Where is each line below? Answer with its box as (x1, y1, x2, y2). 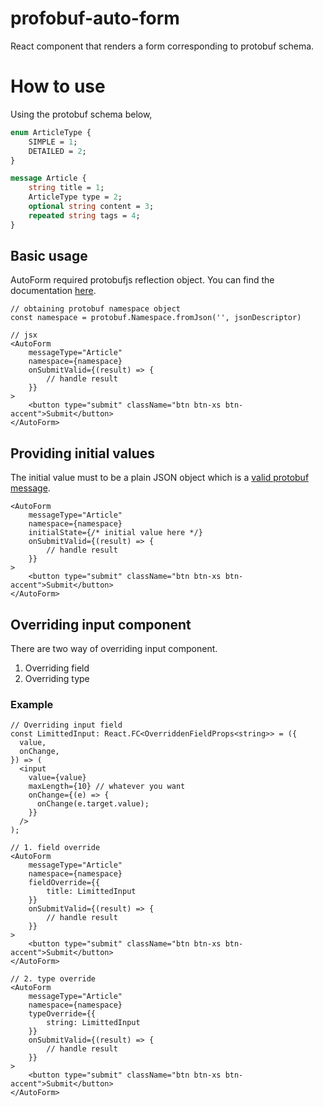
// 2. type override (10, 974, 97, 984)
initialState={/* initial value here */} (28, 528, 203, 538)
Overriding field (24, 662, 90, 674)
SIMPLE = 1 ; (28, 137, 78, 147)
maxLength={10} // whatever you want (28, 782, 186, 792)
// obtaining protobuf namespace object (10, 304, 182, 314)
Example (10, 697, 54, 711)
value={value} (28, 773, 87, 783)
